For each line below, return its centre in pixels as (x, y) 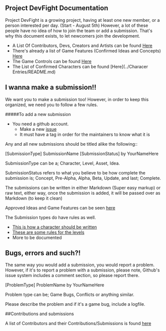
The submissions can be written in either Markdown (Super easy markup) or (83, 187)
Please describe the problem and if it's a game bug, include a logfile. (75, 304)
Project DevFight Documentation (57, 8)
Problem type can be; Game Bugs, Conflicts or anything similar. (70, 295)
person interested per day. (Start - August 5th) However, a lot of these (77, 25)
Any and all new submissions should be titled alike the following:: (71, 144)
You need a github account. (40, 124)
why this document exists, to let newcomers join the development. (73, 36)
